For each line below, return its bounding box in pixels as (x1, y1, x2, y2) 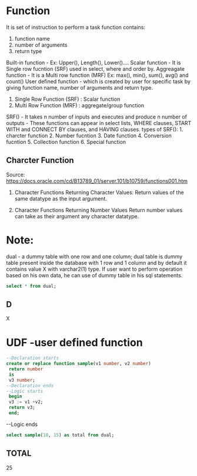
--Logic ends (6, 421, 38, 428)
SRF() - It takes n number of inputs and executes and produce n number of (6, 113, 187, 120)
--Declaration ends (6, 382, 54, 389)
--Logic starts (6, 388, 44, 394)
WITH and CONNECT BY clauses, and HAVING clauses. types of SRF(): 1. (6, 126, 183, 133)
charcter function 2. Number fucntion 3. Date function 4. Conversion (6, 132, 172, 139)
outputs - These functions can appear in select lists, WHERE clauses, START (6, 119, 192, 126)
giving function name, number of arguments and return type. (6, 84, 153, 91)
